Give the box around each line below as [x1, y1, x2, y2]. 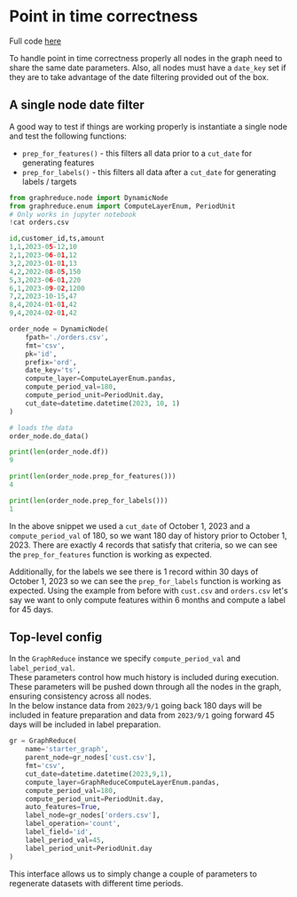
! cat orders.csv [9, 218, 69, 228]
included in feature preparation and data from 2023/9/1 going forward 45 [9, 709, 275, 721]
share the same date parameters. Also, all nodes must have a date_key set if [9, 62, 286, 73]
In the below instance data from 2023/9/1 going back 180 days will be [9, 701, 262, 711]
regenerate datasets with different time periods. [9, 877, 184, 888]
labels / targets [21, 176, 77, 187]
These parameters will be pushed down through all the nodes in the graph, [9, 682, 282, 693]
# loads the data [9, 423, 74, 432]
